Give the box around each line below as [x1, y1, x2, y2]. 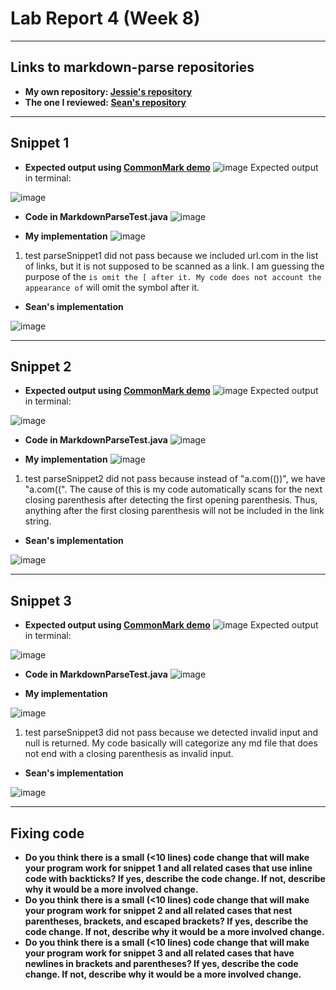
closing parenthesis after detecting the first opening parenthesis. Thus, [24, 494, 318, 506]
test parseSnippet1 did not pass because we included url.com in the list [24, 249, 319, 261]
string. [24, 515, 52, 527]
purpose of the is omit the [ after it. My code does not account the [24, 270, 322, 282]
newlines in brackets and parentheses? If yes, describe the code [24, 958, 299, 969]
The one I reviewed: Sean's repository [24, 96, 187, 108]
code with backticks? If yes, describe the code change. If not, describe [24, 873, 326, 884]
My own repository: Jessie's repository [24, 85, 193, 97]
